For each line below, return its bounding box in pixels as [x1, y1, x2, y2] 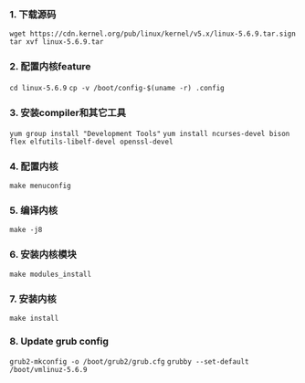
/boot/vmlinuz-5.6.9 [9, 366, 89, 375]
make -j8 [9, 226, 43, 235]
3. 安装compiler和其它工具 [9, 106, 126, 119]
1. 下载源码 [9, 7, 57, 20]
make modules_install [9, 270, 92, 279]
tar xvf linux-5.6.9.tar [9, 37, 104, 47]
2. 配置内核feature [9, 60, 91, 73]
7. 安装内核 [9, 293, 57, 305]
